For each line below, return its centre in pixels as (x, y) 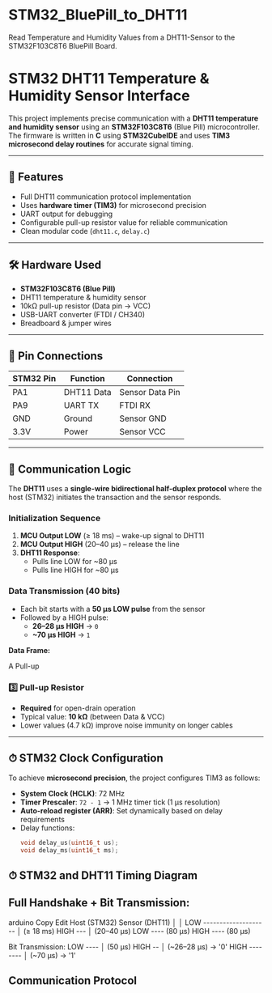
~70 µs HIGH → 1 (61, 634)
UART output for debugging (66, 214)
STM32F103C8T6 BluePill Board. (63, 45)
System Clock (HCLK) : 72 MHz (72, 793)
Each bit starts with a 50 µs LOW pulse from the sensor (113, 609)
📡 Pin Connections (56, 356)
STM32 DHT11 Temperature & (109, 79)
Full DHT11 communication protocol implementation (106, 197)
